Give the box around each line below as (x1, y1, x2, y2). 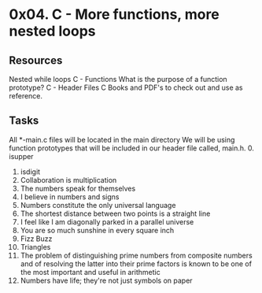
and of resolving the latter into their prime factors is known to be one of (20, 258, 253, 269)
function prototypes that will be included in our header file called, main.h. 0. (9, 143, 254, 153)
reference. (9, 91, 42, 100)
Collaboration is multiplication (20, 175, 117, 184)
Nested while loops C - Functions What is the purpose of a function (9, 75, 227, 83)
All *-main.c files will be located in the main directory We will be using (9, 135, 235, 144)
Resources (9, 54, 63, 67)
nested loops (9, 22, 96, 40)
